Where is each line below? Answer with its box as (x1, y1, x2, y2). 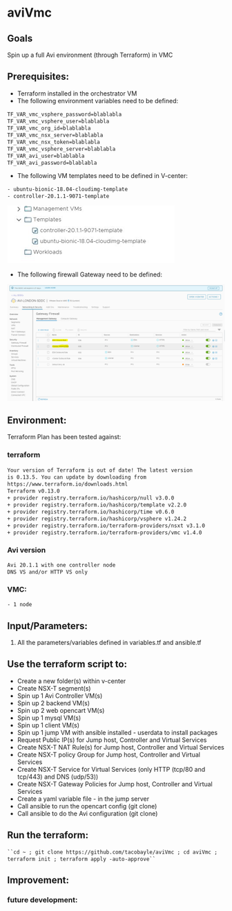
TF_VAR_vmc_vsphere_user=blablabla (7, 118, 110, 125)
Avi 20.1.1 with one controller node (7, 561, 116, 569)
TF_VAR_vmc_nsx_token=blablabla (7, 139, 100, 145)
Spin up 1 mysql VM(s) (17, 714, 81, 722)
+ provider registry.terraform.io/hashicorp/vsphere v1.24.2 (7, 515, 187, 522)
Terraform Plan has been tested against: (7, 433, 122, 441)
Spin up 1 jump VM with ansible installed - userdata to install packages (17, 728, 218, 736)
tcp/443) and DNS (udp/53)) (17, 772, 99, 781)
